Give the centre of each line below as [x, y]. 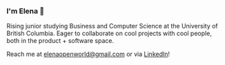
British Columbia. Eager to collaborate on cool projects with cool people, [109, 33]
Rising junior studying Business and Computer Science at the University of [112, 26]
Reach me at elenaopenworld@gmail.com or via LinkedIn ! [88, 54]
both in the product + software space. [60, 41]
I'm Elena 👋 [26, 11]
